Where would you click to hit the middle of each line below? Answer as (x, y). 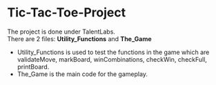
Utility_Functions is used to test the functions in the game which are (113, 52)
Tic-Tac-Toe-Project (67, 13)
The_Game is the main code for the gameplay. (82, 74)
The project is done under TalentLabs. (61, 32)
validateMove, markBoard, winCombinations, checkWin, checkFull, (112, 59)
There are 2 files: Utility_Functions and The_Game (79, 38)
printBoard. (33, 66)
